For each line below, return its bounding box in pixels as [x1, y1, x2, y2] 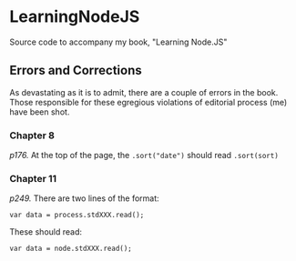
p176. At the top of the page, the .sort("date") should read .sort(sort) [9, 150, 280, 161]
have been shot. [9, 106, 70, 117]
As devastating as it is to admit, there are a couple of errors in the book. [9, 86, 279, 97]
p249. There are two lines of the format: [9, 193, 159, 204]
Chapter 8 [9, 129, 55, 142]
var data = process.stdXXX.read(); [9, 211, 145, 220]
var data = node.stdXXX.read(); [9, 244, 132, 254]
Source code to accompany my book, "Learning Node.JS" [9, 36, 228, 47]
